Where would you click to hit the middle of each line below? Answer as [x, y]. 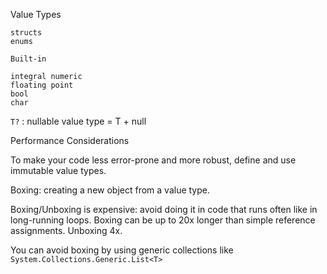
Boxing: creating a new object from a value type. [110, 190]
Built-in [28, 59]
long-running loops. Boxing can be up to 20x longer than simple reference [163, 220]
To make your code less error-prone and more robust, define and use [153, 160]
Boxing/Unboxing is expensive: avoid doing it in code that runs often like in [164, 209]
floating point [42, 85]
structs [26, 33]
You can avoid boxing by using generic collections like [122, 250]
